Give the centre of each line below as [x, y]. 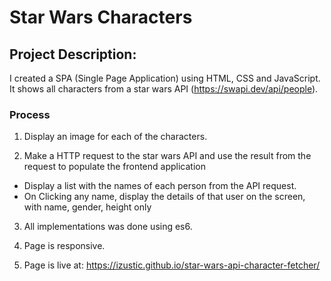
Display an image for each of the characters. [115, 137]
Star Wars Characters [101, 17]
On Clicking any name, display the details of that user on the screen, [164, 197]
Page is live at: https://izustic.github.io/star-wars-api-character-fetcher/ [172, 265]
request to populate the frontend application [114, 167]
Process [30, 114]
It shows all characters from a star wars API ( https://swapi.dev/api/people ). [164, 89]
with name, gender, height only [87, 207]
